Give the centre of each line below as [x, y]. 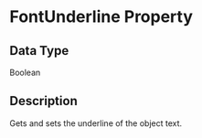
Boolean [25, 72]
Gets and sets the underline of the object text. [96, 123]
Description [43, 101]
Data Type [39, 51]
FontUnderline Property [101, 17]
